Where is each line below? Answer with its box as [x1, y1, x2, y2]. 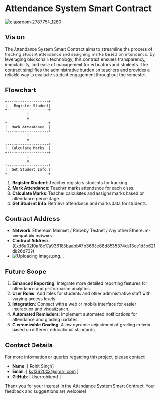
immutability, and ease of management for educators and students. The [5, 61, 148, 67]
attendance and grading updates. [12, 317, 79, 323]
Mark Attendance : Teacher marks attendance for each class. [12, 185, 135, 191]
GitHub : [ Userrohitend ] [12, 374, 61, 380]
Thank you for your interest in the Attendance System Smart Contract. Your [5, 383, 155, 389]
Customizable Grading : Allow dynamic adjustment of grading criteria [12, 322, 151, 327]
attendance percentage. [12, 195, 61, 201]
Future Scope [5, 267, 47, 275]
